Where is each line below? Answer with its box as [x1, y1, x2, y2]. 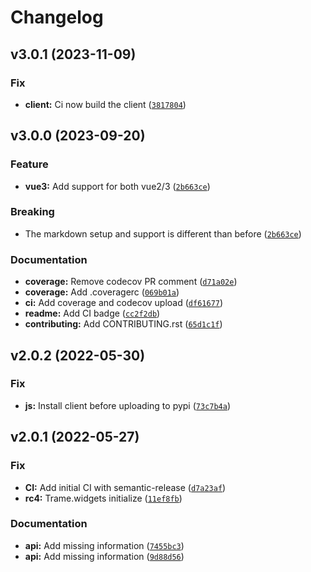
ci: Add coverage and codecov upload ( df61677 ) [24, 297, 224, 309]
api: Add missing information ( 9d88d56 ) [24, 550, 185, 562]
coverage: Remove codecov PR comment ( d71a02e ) [24, 276, 238, 288]
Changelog [10, 6, 104, 29]
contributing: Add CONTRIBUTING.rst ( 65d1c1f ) [24, 318, 223, 330]
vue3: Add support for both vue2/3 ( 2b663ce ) [24, 180, 211, 192]
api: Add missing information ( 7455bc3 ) [24, 539, 185, 551]
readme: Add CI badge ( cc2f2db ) [24, 307, 161, 320]
